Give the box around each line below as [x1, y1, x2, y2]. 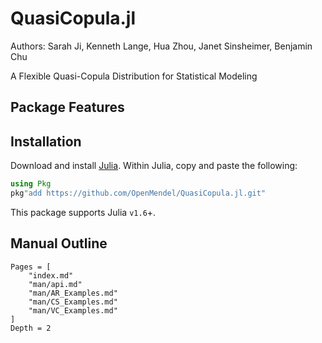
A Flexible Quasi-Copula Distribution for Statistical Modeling [10, 70, 258, 82]
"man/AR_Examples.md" [28, 288, 118, 298]
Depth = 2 [10, 323, 52, 333]
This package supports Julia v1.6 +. [10, 206, 157, 218]
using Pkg [10, 179, 52, 189]
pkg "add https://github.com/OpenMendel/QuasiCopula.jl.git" [10, 188, 267, 199]
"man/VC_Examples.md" [28, 305, 118, 316]
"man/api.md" [28, 279, 83, 289]
